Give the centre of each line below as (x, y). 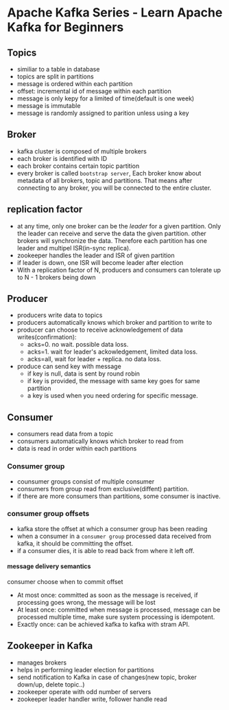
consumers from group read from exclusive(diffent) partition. (103, 488)
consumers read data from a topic (65, 434)
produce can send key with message (69, 367)
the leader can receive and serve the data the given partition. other (112, 233)
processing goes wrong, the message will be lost (86, 603)
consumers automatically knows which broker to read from (100, 441)
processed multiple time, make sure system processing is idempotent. (116, 617)
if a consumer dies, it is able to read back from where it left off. (106, 550)
